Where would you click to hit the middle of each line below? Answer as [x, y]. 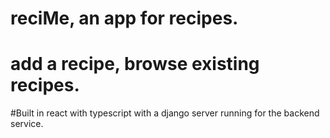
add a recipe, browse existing [135, 64]
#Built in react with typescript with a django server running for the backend [165, 113]
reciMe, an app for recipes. [124, 18]
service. [27, 124]
